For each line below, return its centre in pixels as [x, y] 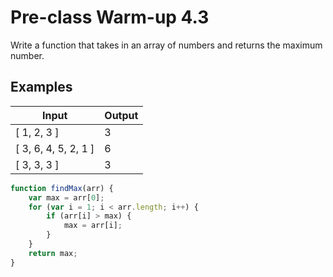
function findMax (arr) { [62, 188]
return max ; [53, 253]
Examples [41, 87]
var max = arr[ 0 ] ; [66, 197]
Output [121, 115]
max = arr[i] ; [93, 226]
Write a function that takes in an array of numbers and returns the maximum [166, 45]
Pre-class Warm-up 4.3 [110, 17]
